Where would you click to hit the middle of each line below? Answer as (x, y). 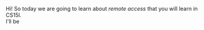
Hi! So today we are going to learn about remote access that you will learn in (102, 9)
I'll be (13, 21)
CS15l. (14, 15)
